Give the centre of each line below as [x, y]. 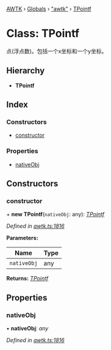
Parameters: [22, 238]
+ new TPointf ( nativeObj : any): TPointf [56, 214]
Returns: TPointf [27, 279]
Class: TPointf [43, 34]
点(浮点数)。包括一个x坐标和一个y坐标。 [57, 51]
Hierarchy [26, 71]
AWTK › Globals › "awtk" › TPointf [49, 9]
